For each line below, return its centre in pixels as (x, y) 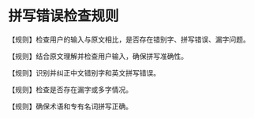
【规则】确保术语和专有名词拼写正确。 (70, 106)
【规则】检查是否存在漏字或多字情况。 (70, 89)
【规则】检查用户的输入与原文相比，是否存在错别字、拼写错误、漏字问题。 (129, 39)
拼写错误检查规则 (64, 16)
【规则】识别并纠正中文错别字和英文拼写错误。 (84, 72)
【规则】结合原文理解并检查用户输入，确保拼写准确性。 (98, 56)
